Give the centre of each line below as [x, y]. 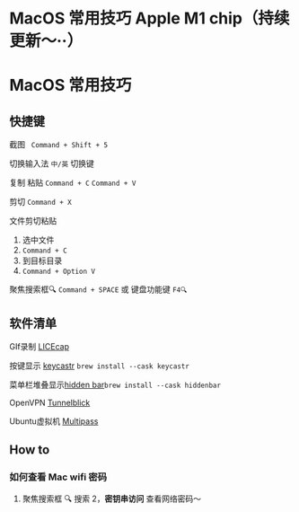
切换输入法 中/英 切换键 [52, 163]
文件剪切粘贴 [33, 221]
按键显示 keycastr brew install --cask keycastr [100, 366]
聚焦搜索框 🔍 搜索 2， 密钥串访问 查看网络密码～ [112, 499]
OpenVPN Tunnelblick [50, 402]
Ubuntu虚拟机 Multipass [54, 421]
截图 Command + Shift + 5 [59, 145]
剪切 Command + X [40, 202]
